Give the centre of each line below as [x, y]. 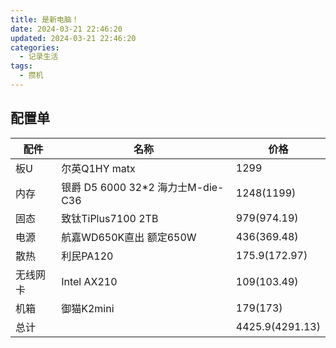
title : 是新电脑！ [45, 19]
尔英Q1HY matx [98, 168]
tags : [21, 66]
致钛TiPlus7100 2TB [110, 218]
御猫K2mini [88, 308]
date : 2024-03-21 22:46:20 [66, 29]
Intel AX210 [89, 281]
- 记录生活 [39, 57]
